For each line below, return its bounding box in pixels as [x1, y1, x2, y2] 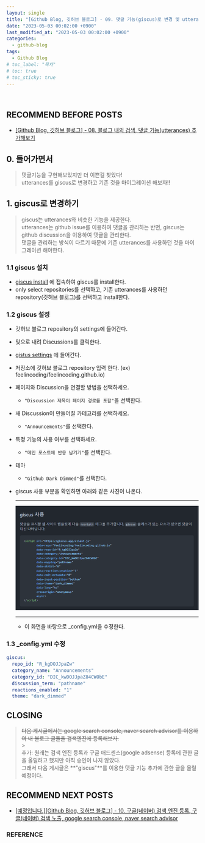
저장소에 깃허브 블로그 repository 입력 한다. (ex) [15, 364, 131, 372]
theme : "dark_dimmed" [12, 693, 67, 699]
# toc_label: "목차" [6, 61, 56, 67]
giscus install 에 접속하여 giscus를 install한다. [15, 278, 126, 285]
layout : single [6, 10, 45, 16]
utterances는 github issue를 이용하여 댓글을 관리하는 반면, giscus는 [21, 223, 185, 230]
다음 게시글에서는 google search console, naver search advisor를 [21, 727, 182, 735]
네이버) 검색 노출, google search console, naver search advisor [22, 814, 178, 822]
